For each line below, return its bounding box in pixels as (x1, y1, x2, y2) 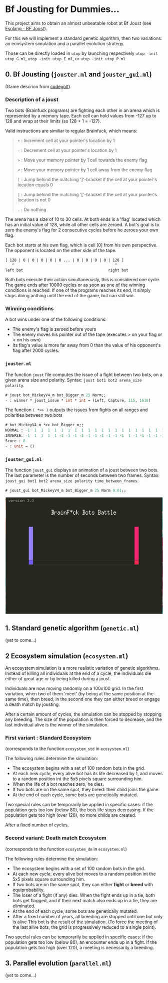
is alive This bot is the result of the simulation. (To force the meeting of (12, 919, 158, 925)
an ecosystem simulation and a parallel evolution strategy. (5, 40, 125, 46)
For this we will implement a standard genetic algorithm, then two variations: (5, 35, 162, 41)
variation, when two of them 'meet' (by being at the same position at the (5, 690, 154, 696)
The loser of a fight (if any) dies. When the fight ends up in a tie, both (12, 892, 155, 898)
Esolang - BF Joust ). (5, 25, 47, 31)
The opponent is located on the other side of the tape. (5, 248, 116, 254)
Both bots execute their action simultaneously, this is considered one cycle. (5, 277, 160, 283)
